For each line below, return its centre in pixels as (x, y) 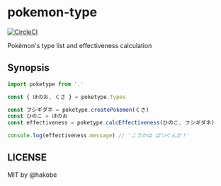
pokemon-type (52, 12)
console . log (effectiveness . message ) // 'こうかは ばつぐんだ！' (99, 136)
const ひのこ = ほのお (38, 116)
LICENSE (27, 157)
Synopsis (28, 68)
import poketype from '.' (45, 84)
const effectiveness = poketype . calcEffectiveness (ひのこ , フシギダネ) (111, 123)
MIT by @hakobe (32, 175)
